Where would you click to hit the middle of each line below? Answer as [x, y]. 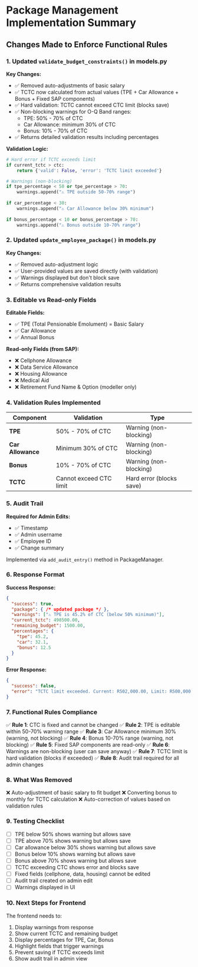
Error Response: [27, 670]
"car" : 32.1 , [33, 642]
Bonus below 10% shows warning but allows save [75, 854]
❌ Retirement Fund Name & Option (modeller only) [75, 387]
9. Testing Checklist [35, 821]
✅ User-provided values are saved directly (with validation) [86, 271]
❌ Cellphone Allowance [43, 360]
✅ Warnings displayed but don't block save [67, 277]
